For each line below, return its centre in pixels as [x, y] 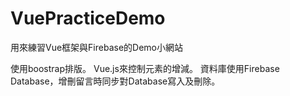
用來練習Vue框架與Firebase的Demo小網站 [97, 47]
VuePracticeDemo [88, 18]
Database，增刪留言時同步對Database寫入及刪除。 [115, 81]
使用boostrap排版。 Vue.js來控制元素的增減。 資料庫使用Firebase [145, 68]
